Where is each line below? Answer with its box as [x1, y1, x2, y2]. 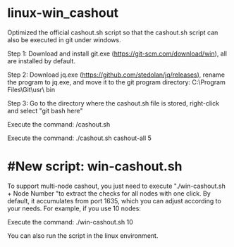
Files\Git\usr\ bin [7, 85, 56, 94]
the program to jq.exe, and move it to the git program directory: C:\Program [7, 77, 226, 86]
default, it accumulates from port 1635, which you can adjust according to [7, 196, 222, 205]
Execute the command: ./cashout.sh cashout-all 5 [7, 134, 152, 142]
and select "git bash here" [7, 106, 83, 115]
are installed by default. [7, 56, 76, 65]
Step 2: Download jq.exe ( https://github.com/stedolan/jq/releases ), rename [7, 70, 226, 79]
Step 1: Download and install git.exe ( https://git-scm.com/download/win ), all [7, 49, 228, 58]
